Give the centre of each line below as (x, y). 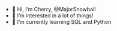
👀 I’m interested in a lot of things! (52, 15)
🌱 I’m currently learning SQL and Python (61, 22)
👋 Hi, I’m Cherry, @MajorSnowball (54, 9)
